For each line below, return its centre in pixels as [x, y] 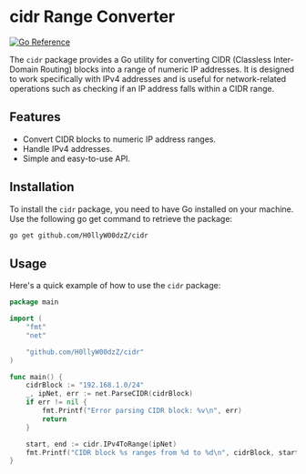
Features [35, 117]
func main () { [36, 377]
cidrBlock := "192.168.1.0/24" [85, 385]
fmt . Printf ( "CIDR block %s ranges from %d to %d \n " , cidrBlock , [150, 452]
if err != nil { [57, 402]
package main [34, 302]
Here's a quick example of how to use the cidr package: [115, 286]
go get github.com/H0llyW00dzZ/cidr [79, 235]
